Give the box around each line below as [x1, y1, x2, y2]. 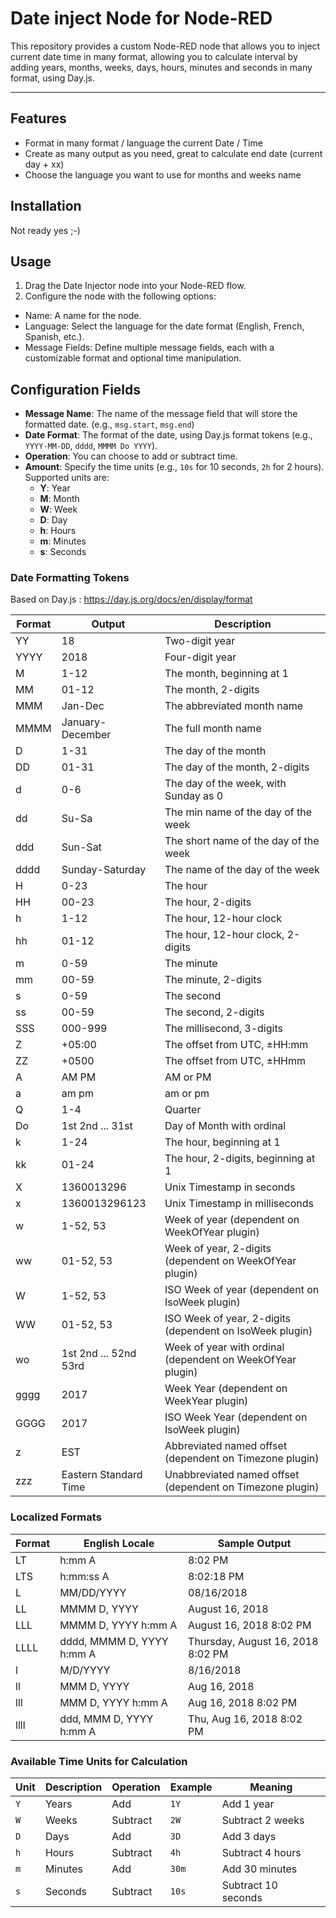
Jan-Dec [61, 699, 105, 713]
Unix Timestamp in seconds [164, 1180, 296, 1194]
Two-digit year [164, 634, 236, 648]
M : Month [39, 493, 80, 505]
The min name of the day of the [164, 805, 312, 819]
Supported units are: [24, 472, 110, 484]
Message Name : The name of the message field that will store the [24, 408, 298, 420]
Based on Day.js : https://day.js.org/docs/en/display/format [10, 593, 253, 606]
